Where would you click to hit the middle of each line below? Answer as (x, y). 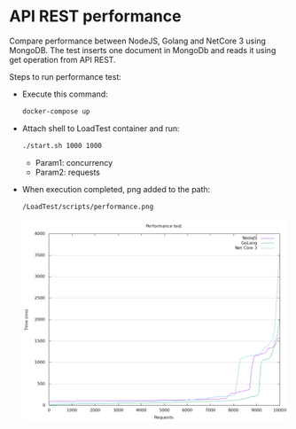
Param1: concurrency (74, 162)
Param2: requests (67, 172)
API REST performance (95, 16)
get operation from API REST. (63, 59)
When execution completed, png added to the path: (116, 189)
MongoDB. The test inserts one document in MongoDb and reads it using (143, 50)
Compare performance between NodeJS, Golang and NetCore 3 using (137, 41)
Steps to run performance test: (66, 76)
